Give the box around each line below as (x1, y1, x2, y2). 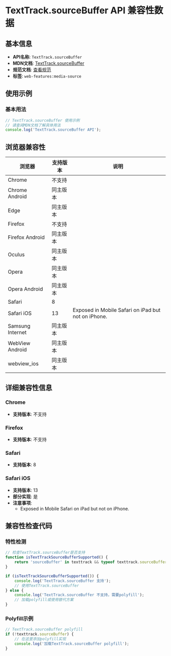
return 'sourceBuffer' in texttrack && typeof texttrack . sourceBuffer (14, 560, 167, 565)
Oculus (8, 251, 25, 258)
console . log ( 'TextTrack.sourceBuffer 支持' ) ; (14, 578, 111, 584)
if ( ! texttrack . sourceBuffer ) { (5, 631, 74, 637)
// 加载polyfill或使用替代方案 (14, 597, 74, 602)
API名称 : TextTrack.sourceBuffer (12, 54, 82, 60)
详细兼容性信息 (5, 383, 52, 392)
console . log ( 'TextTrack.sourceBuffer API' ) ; (5, 127, 101, 133)
